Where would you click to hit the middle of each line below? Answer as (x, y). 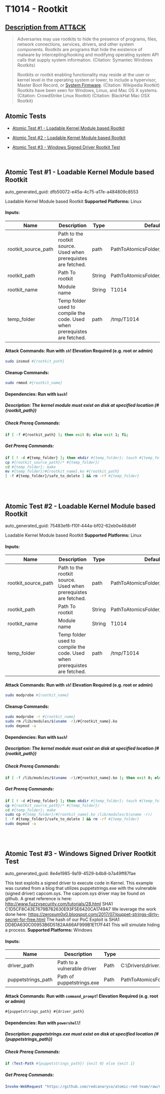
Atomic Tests (26, 116)
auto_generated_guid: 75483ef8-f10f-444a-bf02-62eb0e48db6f (71, 525)
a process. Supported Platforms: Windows (49, 930)
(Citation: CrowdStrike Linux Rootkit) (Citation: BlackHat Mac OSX (83, 95)
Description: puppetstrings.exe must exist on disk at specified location (79, 1034)
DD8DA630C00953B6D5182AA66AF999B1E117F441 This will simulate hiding (82, 925)
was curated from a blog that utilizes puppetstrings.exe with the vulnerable (81, 888)
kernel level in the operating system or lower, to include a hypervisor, (87, 80)
